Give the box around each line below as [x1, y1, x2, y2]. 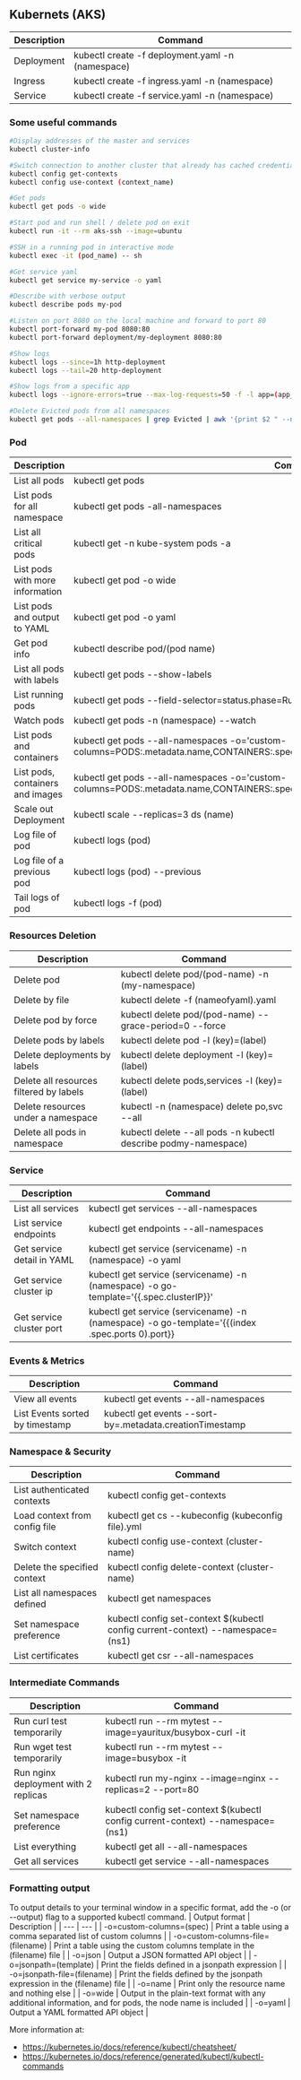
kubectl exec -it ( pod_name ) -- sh [9, 251, 142, 260]
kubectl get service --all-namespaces [105, 1855, 270, 1868]
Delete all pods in [13, 1125, 87, 1138]
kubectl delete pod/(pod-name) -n [120, 967, 269, 980]
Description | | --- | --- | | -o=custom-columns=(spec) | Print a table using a [9, 1921, 289, 1932]
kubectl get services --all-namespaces [88, 1201, 258, 1214]
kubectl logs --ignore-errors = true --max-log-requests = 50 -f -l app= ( [9, 390, 279, 400]
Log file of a [13, 854, 64, 867]
